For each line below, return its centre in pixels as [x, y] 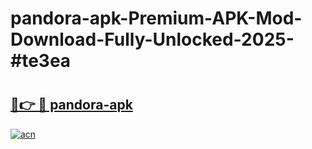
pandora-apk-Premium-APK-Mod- [156, 18]
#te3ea [41, 61]
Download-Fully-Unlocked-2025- [152, 39]
